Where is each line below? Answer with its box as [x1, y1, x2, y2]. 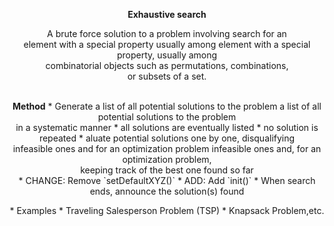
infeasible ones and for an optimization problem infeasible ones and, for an [12, 143, 322, 154]
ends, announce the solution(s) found [89, 185, 245, 197]
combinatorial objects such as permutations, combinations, [45, 60, 289, 71]
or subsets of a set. [127, 70, 207, 82]
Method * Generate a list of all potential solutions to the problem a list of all [12, 100, 322, 112]
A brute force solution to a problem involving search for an [47, 28, 287, 39]
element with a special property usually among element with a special [23, 39, 311, 50]
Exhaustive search [127, 9, 207, 20]
